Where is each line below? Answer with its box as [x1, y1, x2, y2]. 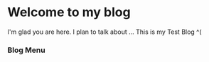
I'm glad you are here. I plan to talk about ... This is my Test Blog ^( [7, 27, 202, 36]
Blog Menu [7, 45, 45, 55]
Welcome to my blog [7, 4, 131, 20]
